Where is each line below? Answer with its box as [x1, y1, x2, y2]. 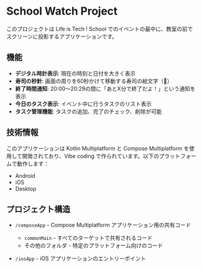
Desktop [15, 185, 37, 192]
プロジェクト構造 [6, 204, 71, 214]
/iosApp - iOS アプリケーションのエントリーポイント [15, 255, 146, 263]
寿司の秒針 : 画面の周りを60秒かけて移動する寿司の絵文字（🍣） [15, 77, 173, 85]
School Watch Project [6, 4, 118, 18]
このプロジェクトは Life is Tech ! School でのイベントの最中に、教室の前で [6, 25, 193, 32]
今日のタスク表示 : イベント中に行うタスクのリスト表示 [15, 100, 152, 107]
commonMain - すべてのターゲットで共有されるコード [24, 234, 153, 242]
